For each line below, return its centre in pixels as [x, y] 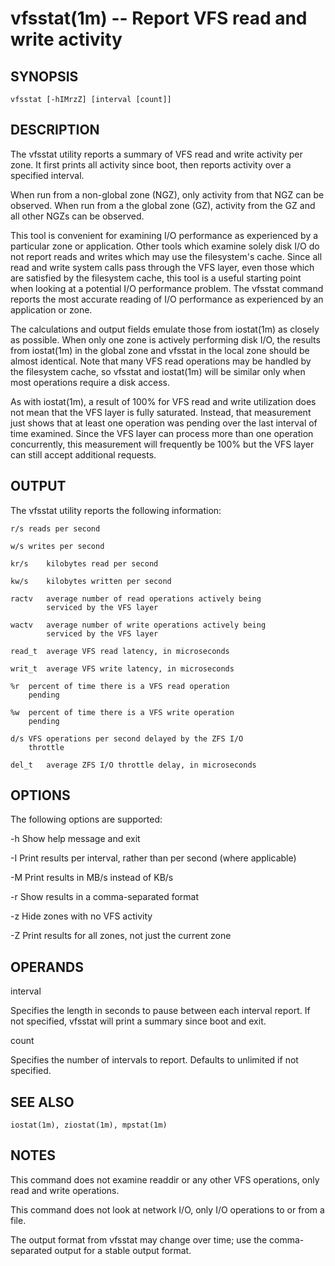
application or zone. [51, 309]
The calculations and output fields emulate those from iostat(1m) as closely [165, 329]
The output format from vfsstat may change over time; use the [139, 1239]
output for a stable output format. [123, 1250]
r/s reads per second [55, 528]
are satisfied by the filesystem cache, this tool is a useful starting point [156, 278]
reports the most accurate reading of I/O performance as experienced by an [167, 299]
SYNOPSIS [44, 76]
